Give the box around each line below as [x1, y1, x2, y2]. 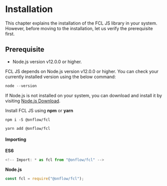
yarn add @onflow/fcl [5, 126, 51, 131]
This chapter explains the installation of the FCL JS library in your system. [5, 20, 157, 26]
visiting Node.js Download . [5, 98, 61, 104]
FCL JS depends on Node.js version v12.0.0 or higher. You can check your [5, 68, 159, 74]
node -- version [5, 83, 37, 88]
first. [5, 31, 15, 37]
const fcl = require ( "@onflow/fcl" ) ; [5, 176, 84, 181]
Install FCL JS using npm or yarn [5, 107, 74, 113]
